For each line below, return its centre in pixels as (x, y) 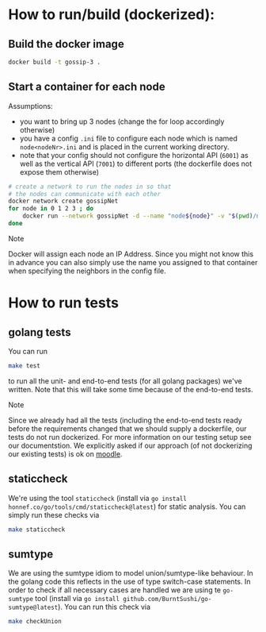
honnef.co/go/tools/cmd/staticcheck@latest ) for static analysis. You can (127, 507)
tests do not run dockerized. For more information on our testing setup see (130, 437)
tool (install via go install (78, 599)
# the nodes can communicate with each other (84, 194)
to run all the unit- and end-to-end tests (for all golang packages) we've (125, 381)
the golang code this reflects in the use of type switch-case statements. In (129, 582)
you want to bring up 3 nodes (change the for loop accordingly (122, 121)
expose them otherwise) (59, 171)
